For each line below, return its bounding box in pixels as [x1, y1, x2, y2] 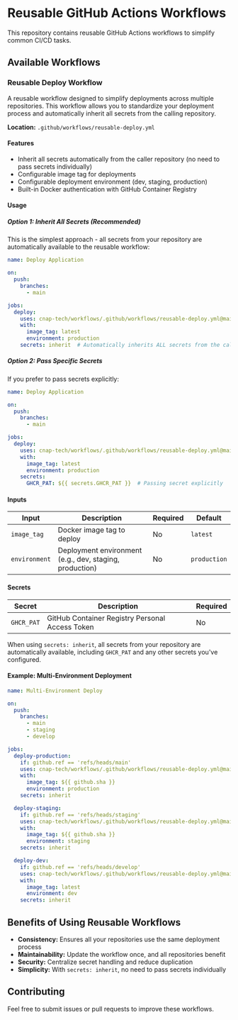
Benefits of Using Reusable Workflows [7, 916, 181, 928]
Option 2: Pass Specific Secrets [7, 357, 103, 365]
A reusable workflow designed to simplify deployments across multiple [7, 94, 214, 102]
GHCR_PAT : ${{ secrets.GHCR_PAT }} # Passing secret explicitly [25, 480, 223, 487]
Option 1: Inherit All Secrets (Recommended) [7, 218, 141, 226]
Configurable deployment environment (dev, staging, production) [17, 177, 208, 186]
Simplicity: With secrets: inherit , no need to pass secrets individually [17, 965, 227, 974]
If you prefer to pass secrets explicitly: [7, 375, 119, 383]
